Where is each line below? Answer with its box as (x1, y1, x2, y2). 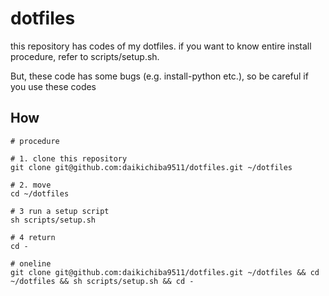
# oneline (10, 258, 52, 269)
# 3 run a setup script (10, 206, 110, 216)
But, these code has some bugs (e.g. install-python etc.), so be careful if (10, 70, 309, 82)
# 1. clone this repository (10, 153, 128, 164)
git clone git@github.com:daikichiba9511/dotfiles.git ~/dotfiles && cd (10, 267, 320, 277)
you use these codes (10, 80, 97, 92)
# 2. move (10, 180, 52, 190)
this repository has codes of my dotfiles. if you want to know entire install (10, 40, 312, 52)
